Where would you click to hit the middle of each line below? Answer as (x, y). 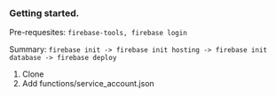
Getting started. (44, 13)
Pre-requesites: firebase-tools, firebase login (99, 33)
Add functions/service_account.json (88, 84)
